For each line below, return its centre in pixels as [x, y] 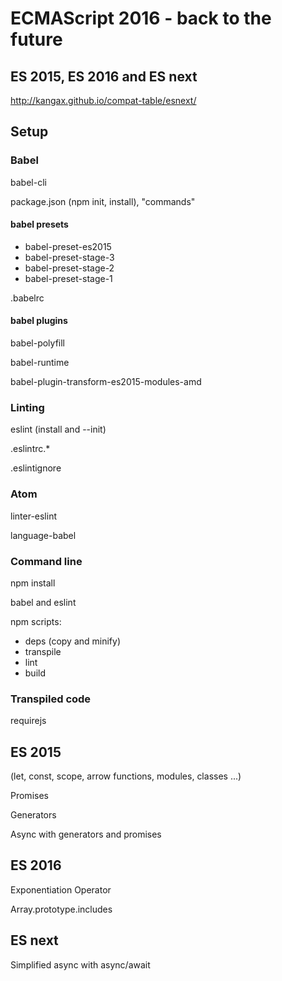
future [36, 39]
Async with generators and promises [86, 834]
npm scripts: [36, 621]
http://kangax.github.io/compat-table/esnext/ [103, 100]
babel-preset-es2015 [68, 246]
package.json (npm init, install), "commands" [103, 201]
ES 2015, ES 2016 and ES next [104, 76]
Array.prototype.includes [61, 909]
